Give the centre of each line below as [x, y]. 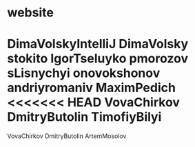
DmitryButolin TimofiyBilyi [84, 117]
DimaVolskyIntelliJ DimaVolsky [98, 44]
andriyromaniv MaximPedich [91, 88]
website [30, 13]
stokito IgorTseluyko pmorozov [97, 59]
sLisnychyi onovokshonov [84, 73]
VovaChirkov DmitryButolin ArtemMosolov [67, 136]
